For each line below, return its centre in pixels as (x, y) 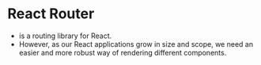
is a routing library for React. (65, 36)
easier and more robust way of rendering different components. (123, 52)
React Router (51, 14)
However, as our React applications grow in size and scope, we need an (136, 44)
